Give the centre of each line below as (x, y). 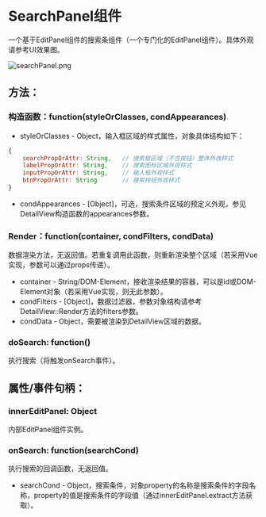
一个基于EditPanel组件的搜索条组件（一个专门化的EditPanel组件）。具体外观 (131, 40)
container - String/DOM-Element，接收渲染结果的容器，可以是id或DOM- (138, 281)
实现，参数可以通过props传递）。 (61, 265)
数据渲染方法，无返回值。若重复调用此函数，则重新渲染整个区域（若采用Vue (133, 255)
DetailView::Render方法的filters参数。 (81, 312)
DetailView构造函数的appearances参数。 (86, 213)
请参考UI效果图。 (37, 49)
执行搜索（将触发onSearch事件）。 (64, 361)
